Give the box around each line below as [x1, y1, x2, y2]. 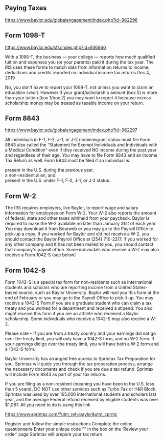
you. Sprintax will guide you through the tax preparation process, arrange [5, 361, 153, 367]
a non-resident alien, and [5, 172, 56, 178]
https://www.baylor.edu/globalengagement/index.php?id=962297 [5, 127, 138, 133]
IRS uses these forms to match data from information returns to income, [5, 64, 150, 70]
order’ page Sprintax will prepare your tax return [5, 431, 103, 437]
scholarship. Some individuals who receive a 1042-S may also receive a [5, 316, 150, 322]
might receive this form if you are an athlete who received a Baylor [5, 311, 140, 317]
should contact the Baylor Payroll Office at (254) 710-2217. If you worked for [5, 236, 158, 242]
